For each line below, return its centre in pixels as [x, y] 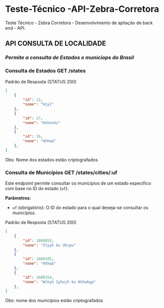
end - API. [15, 28]
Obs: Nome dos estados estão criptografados [52, 159]
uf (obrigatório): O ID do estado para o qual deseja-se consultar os [80, 208]
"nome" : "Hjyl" [39, 105]
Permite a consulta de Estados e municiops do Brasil [70, 58]
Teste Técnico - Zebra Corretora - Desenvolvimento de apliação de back [79, 23]
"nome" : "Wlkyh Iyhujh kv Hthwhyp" [60, 282]
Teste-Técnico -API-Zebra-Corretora [82, 9]
